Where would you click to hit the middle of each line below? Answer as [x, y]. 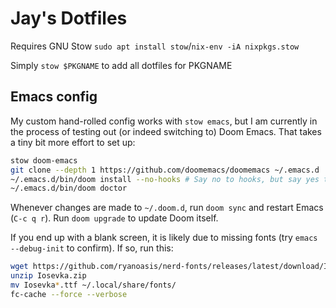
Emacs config [54, 97]
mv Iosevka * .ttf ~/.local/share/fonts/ [93, 285]
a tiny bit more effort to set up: [73, 142]
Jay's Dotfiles [69, 18]
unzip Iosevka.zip [48, 276]
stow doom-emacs [44, 160]
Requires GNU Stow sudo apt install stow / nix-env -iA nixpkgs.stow [155, 46]
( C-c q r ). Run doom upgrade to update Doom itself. [114, 218]
